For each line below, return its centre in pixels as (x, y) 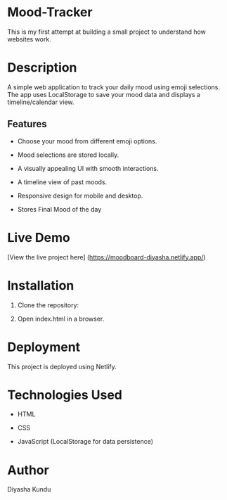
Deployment (44, 347)
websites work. (29, 39)
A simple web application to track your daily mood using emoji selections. (113, 87)
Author (28, 470)
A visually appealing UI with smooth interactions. (88, 168)
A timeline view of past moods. (62, 182)
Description (42, 68)
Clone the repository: (48, 305)
